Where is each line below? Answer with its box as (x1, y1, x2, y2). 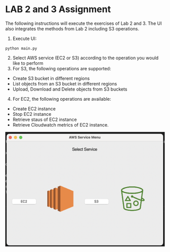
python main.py (5, 46, 37, 51)
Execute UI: (12, 35, 37, 41)
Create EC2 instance (12, 105, 56, 112)
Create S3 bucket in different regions (12, 75, 90, 81)
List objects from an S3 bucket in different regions (12, 80, 117, 87)
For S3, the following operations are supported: (12, 65, 111, 71)
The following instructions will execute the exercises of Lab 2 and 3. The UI (5, 20, 162, 26)
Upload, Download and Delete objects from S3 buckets (12, 86, 127, 92)
